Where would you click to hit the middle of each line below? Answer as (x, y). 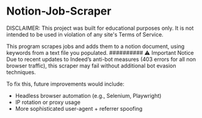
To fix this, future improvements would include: (65, 84)
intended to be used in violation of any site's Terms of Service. (85, 34)
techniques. (21, 72)
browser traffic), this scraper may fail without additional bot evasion (91, 66)
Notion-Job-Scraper (59, 11)
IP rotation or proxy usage (48, 102)
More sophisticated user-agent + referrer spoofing (79, 108)
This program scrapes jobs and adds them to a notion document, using (96, 46)
